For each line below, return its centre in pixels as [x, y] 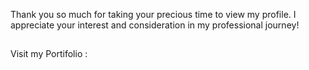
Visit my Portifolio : [49, 54]
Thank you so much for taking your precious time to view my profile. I [153, 14]
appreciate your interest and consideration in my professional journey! [155, 25]
